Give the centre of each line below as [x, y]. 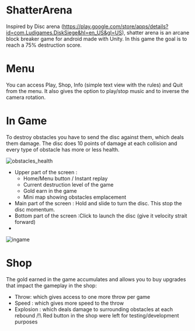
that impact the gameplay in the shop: [52, 285]
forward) [25, 222]
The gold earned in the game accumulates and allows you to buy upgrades [96, 279]
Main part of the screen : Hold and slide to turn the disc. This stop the [98, 203]
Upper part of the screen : [46, 172]
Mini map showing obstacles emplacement [75, 197]
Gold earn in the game [50, 191]
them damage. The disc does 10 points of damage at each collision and [92, 143]
